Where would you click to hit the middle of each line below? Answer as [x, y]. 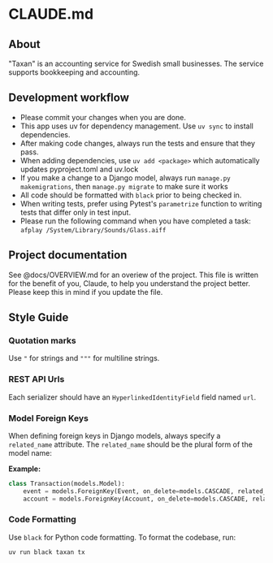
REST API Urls [37, 379]
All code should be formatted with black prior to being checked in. [131, 195]
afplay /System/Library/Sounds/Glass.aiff [93, 230]
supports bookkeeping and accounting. [74, 72]
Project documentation [68, 256]
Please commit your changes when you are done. [103, 117]
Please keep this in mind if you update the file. [86, 292]
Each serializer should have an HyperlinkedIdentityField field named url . [132, 397]
